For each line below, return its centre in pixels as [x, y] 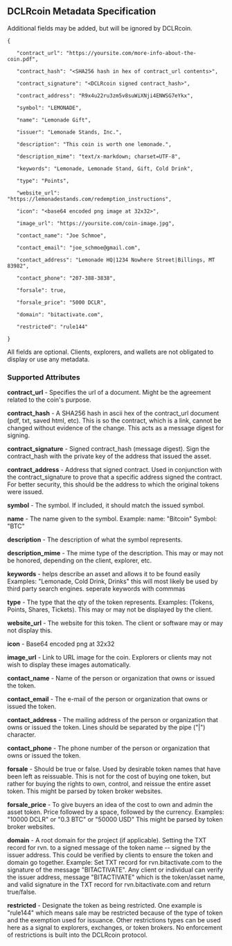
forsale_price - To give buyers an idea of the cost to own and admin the [110, 805]
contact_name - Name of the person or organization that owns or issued [111, 678]
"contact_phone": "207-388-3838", [66, 278]
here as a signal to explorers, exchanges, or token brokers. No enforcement [115, 928]
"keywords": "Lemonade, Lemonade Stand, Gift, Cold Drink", [105, 169]
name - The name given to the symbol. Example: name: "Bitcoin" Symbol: [112, 519]
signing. [18, 435]
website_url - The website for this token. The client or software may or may [115, 623]
